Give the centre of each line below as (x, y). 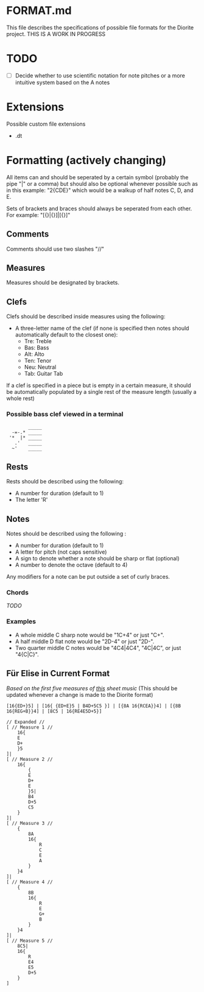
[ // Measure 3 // (30, 823)
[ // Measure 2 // (30, 759)
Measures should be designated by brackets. (63, 283)
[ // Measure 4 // (30, 882)
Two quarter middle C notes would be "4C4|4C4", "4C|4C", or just (98, 648)
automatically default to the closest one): (66, 335)
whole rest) (20, 398)
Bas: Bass (37, 348)
